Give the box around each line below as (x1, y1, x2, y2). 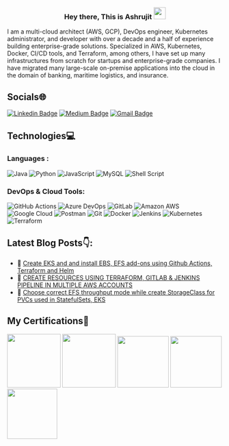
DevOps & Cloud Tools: (7, 186, 85, 196)
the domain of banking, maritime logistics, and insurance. (7, 71, 169, 79)
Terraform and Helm (16, 266, 75, 274)
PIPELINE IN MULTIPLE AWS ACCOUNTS (16, 281, 133, 289)
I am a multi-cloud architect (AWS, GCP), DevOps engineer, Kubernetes (7, 27, 208, 36)
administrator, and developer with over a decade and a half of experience (7, 35, 214, 43)
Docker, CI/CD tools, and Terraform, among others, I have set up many (7, 49, 206, 58)
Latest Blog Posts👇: (7, 237, 94, 249)
